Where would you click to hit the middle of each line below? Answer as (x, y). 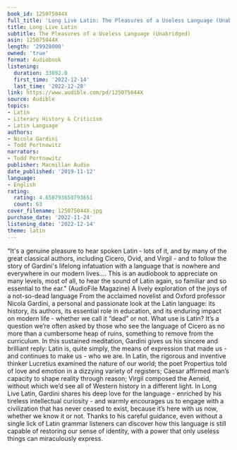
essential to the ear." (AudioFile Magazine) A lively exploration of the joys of (117, 288)
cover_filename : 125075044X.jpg (55, 211)
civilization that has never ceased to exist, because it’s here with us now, (113, 408)
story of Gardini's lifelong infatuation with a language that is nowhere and (114, 266)
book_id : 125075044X (38, 14)
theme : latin (26, 230)
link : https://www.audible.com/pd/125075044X (75, 93)
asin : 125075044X (33, 40)
